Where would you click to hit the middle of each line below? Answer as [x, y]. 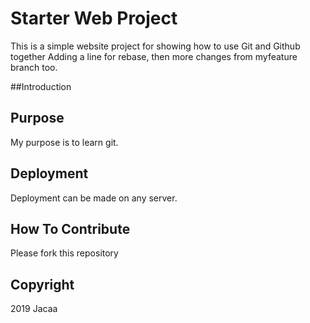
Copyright [42, 284]
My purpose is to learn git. [64, 142]
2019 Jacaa [34, 309]
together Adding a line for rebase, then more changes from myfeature [154, 56]
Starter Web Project [94, 18]
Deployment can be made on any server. [94, 198]
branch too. [34, 67]
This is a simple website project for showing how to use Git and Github [155, 46]
